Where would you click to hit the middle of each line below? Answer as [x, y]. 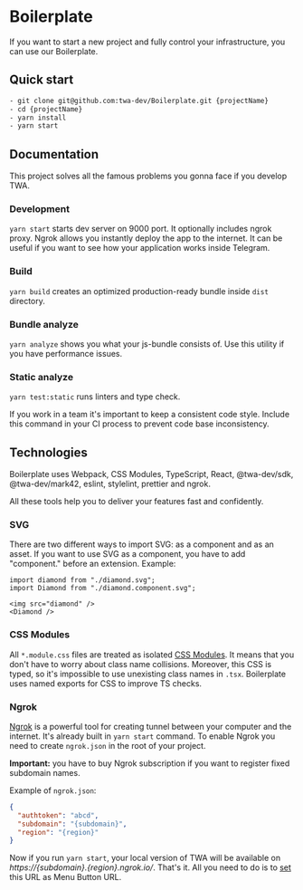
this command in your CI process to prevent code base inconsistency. [139, 424]
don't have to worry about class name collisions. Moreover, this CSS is [141, 664]
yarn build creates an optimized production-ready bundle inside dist [139, 291]
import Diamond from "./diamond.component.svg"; [103, 589]
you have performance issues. [66, 353]
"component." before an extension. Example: [93, 564]
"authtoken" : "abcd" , [58, 815]
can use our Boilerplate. [54, 51]
